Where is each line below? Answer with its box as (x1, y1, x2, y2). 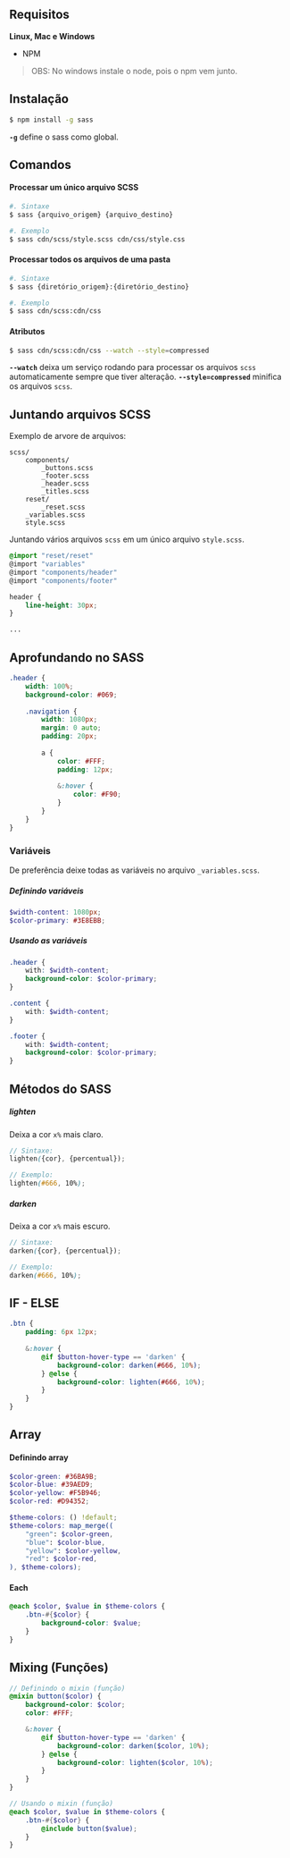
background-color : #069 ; (25, 690, 118, 699)
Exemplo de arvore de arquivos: (9, 431, 127, 442)
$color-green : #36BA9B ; (9, 1472, 98, 1481)
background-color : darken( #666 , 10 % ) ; (56, 1361, 202, 1370)
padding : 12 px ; (56, 764, 114, 774)
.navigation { (25, 706, 78, 716)
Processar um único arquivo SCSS (9, 182, 139, 193)
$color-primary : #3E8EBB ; (9, 916, 105, 925)
